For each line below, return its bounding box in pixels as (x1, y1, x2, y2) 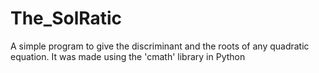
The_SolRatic (10, 7, 123, 30)
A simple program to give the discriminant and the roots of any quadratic (10, 40, 310, 52)
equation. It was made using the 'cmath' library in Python (10, 50, 246, 62)
